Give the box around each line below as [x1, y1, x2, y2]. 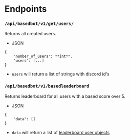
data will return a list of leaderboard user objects [11, 129, 110, 135]
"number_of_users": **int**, [13, 54, 73, 59]
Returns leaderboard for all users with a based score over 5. [4, 93, 126, 99]
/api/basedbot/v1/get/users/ [4, 21, 74, 26]
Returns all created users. [4, 31, 57, 37]
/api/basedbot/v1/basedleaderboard [4, 83, 89, 89]
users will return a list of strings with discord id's [11, 71, 109, 77]
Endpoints [4, 3, 47, 15]
